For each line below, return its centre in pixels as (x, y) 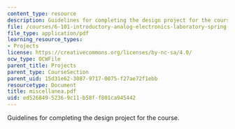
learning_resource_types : (45, 40)
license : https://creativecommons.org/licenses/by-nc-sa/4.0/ (100, 53)
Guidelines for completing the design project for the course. (93, 118)
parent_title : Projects (42, 66)
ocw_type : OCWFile (34, 59)
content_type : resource (42, 14)
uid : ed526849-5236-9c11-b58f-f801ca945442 (72, 98)
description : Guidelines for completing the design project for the (109, 20)
